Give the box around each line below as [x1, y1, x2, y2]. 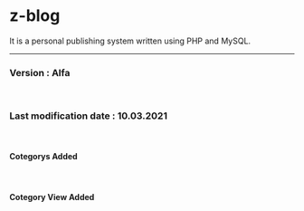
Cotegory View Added [9, 192, 95, 203]
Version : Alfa [9, 66, 71, 79]
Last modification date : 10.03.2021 [9, 110, 167, 122]
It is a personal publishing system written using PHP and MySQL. [9, 35, 252, 46]
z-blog [9, 5, 61, 26]
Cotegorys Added [9, 151, 79, 162]
